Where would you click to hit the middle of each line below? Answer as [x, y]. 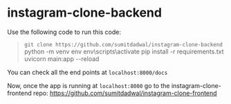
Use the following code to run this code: [64, 32]
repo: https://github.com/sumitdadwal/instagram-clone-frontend [125, 93]
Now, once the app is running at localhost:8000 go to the [89, 85]
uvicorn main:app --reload [62, 59]
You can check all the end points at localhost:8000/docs [87, 72]
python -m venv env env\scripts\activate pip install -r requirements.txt [124, 51]
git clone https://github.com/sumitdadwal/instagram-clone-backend [123, 44]
